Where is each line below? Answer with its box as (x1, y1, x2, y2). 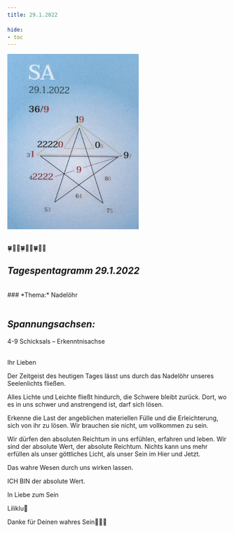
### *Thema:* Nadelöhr (7, 291, 78, 299)
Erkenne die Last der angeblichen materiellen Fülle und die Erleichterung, (7, 414, 219, 422)
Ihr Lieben (7, 358, 36, 366)
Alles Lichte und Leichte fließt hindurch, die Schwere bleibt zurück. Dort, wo (7, 393, 227, 401)
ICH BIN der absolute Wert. (7, 477, 85, 485)
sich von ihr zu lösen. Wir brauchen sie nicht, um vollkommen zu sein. (7, 421, 209, 429)
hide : (7, 26, 23, 33)
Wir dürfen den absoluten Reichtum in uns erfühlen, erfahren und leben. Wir (7, 435, 227, 443)
